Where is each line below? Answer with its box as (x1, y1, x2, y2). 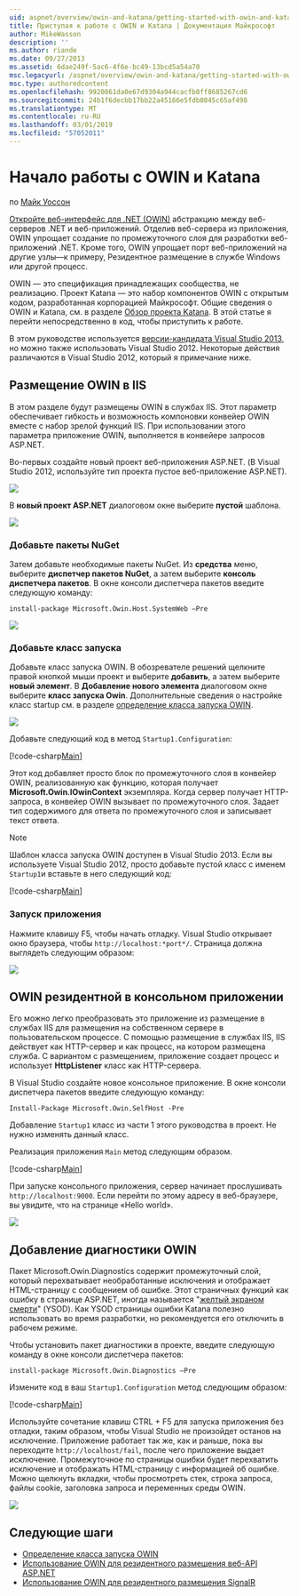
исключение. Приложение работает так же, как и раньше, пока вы (9, 1435, 263, 1446)
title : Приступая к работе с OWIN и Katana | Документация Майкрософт (9, 21, 276, 30)
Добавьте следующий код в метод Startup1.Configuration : (9, 734, 233, 744)
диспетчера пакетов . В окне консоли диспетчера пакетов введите (9, 577, 264, 588)
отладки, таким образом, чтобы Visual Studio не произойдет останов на (9, 1426, 282, 1437)
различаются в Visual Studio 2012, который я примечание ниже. (9, 352, 252, 363)
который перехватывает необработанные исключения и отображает (9, 1275, 271, 1286)
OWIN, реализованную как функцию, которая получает (9, 777, 219, 788)
